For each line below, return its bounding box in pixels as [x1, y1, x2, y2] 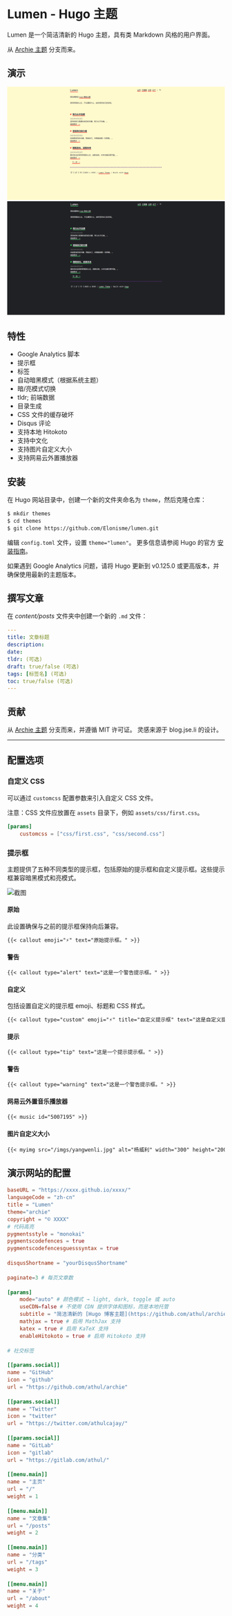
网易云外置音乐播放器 [7, 1097, 68, 1105]
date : [7, 649, 23, 656]
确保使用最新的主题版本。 [7, 570, 80, 578]
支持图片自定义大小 [17, 445, 72, 454]
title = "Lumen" [7, 1201, 54, 1208]
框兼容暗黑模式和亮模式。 [7, 873, 80, 882]
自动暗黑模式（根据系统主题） [17, 376, 102, 384]
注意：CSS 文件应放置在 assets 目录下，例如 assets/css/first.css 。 [7, 808, 204, 817]
